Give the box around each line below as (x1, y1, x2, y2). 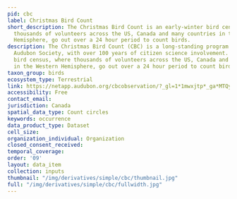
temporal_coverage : (7, 148, 65, 155)
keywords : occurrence (7, 115, 71, 122)
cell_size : (7, 128, 39, 135)
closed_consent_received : (7, 142, 83, 149)
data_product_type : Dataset (7, 121, 90, 129)
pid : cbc (7, 10, 33, 18)
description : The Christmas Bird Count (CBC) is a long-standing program (7, 43, 229, 50)
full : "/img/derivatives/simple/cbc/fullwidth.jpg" (7, 181, 162, 188)
